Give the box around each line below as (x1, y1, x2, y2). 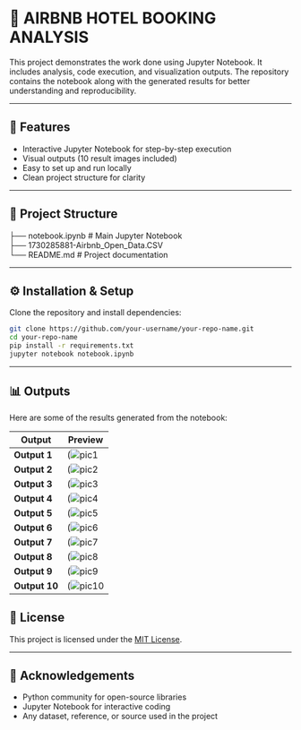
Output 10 (13, 580, 59, 592)
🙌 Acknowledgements (9, 667, 135, 683)
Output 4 (13, 492, 53, 504)
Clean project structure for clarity (21, 172, 146, 183)
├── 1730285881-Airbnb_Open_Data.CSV (9, 239, 164, 250)
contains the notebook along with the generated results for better (9, 75, 251, 86)
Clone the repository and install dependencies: (9, 307, 182, 318)
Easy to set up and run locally (21, 162, 132, 173)
